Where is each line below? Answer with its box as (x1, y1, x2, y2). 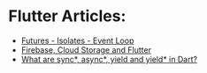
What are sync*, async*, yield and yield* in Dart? (20, 54, 198, 64)
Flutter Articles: (8, 6, 126, 26)
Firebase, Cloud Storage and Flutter (20, 44, 152, 55)
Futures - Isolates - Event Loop (20, 35, 134, 46)
